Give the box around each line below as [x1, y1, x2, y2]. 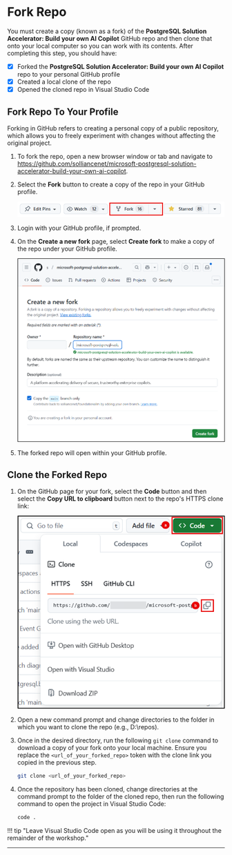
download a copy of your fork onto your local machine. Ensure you [17, 744, 207, 752]
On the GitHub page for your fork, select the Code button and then [17, 488, 207, 495]
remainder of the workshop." [7, 834, 89, 843]
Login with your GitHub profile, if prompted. [17, 224, 142, 232]
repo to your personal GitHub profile [17, 70, 121, 78]
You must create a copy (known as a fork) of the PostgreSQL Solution [7, 27, 207, 35]
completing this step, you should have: [7, 49, 117, 57]
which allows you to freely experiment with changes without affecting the [7, 131, 216, 140]
